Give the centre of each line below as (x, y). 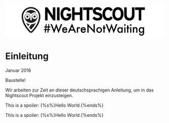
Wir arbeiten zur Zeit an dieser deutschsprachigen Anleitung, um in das (80, 90)
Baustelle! (16, 80)
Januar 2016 (18, 70)
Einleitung (27, 56)
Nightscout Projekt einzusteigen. (39, 95)
